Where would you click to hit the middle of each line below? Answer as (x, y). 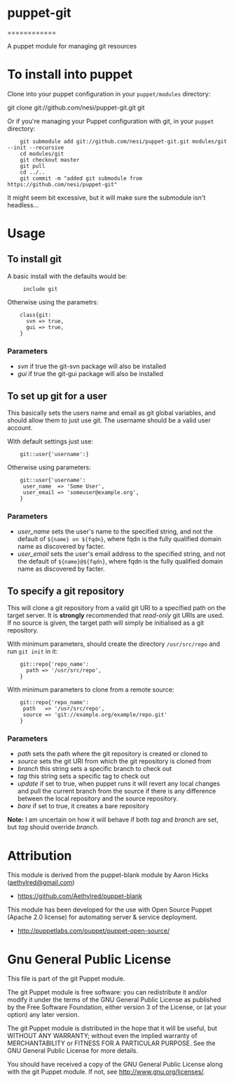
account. (20, 427)
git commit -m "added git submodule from (81, 178)
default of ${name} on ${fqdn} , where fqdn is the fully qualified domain (119, 539)
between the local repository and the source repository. (98, 798)
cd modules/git (42, 154)
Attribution (40, 856)
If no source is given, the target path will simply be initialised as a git (106, 623)
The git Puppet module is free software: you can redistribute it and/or (107, 992)
